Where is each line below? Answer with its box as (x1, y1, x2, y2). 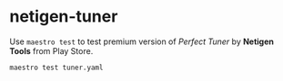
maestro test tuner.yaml (9, 63, 104, 72)
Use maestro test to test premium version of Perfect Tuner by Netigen (9, 36, 275, 47)
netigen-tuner (9, 6, 118, 27)
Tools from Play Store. (9, 45, 94, 56)
